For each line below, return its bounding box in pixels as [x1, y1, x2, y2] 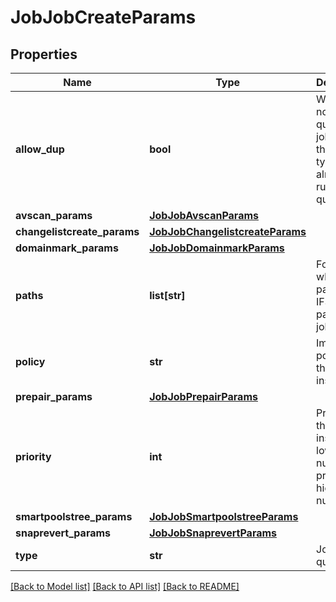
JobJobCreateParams [10, 6, 197, 29]
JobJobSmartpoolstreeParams [149, 510, 299, 523]
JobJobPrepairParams [149, 390, 258, 403]
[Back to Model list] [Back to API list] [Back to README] [10, 581, 240, 592]
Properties [10, 46, 78, 63]
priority [15, 450, 52, 463]
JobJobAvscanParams [149, 209, 259, 222]
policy [15, 355, 46, 368]
